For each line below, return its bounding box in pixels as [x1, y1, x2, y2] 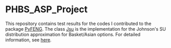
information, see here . [5, 37, 52, 43]
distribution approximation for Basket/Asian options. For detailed [5, 31, 141, 37]
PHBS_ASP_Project [5, 4, 88, 15]
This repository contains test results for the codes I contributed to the [5, 20, 152, 27]
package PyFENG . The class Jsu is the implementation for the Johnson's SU [5, 26, 166, 32]
